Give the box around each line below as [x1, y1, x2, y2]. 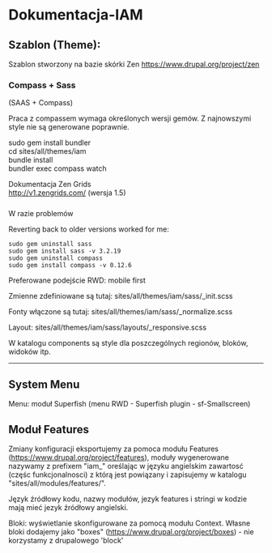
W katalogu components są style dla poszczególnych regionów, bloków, [8, 338, 249, 347]
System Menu [8, 378, 80, 392]
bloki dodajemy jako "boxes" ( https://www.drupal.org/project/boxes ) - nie [8, 527, 254, 537]
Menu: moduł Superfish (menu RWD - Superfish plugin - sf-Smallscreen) [8, 399, 251, 409]
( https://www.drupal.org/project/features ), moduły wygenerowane [8, 453, 229, 462]
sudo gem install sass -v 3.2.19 [8, 247, 121, 255]
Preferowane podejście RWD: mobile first [8, 275, 146, 285]
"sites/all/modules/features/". [8, 479, 107, 488]
